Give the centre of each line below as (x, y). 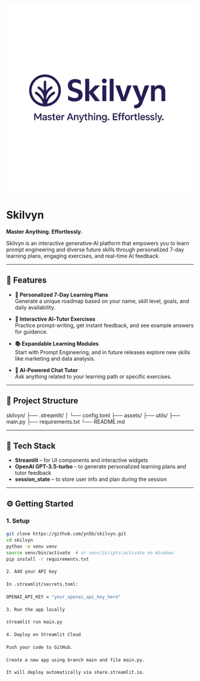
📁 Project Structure (42, 401)
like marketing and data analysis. (55, 358)
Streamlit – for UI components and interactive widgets (81, 460)
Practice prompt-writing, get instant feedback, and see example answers (104, 325)
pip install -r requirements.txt (48, 559)
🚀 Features (26, 280)
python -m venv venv (32, 546)
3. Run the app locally (36, 609)
